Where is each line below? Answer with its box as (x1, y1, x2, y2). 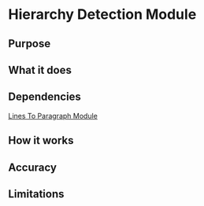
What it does (8, 63, 72, 76)
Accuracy (8, 160, 57, 174)
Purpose (8, 37, 51, 50)
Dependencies (8, 90, 81, 104)
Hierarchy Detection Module (8, 6, 197, 24)
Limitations (8, 187, 65, 200)
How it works (8, 134, 74, 147)
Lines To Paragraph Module (8, 111, 98, 120)
